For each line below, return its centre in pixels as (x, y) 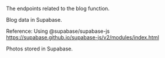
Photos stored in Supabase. (40, 49)
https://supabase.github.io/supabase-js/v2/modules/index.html (83, 37)
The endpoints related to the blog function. (58, 8)
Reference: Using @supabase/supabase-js (58, 31)
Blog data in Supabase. (34, 20)
